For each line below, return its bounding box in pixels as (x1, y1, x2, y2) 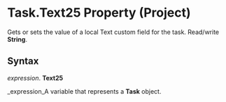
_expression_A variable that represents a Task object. (7, 87, 162, 95)
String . (7, 35, 28, 43)
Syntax (7, 56, 39, 67)
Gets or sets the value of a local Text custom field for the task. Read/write (7, 28, 220, 36)
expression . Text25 (7, 74, 64, 82)
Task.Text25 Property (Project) (7, 5, 191, 21)
